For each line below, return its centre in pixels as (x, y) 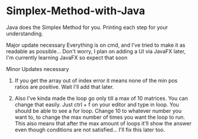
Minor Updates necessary (38, 69)
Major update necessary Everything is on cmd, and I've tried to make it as (96, 45)
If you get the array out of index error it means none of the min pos (96, 80)
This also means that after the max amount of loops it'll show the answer (103, 123)
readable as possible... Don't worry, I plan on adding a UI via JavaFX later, (96, 51)
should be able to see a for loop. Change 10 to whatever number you (98, 111)
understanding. (25, 33)
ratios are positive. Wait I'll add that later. (64, 86)
